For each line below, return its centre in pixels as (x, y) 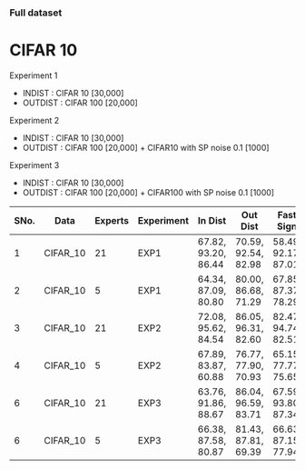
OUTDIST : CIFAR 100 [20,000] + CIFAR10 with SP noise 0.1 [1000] (146, 147)
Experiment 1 (34, 75)
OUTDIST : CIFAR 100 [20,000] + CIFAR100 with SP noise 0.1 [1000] (148, 192)
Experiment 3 (34, 165)
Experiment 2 (34, 120)
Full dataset (36, 13)
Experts (112, 220)
